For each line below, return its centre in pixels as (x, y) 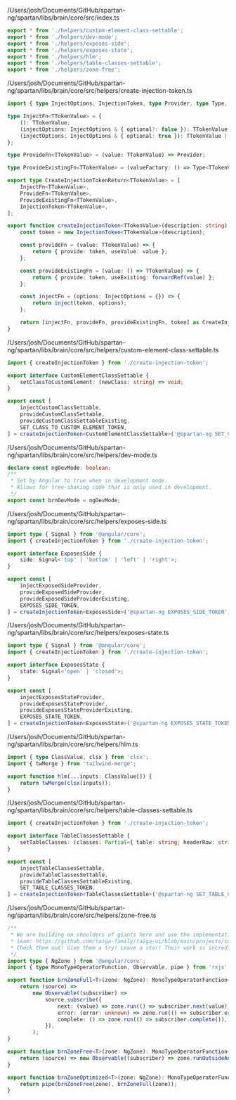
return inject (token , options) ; (80, 303)
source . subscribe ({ (73, 999)
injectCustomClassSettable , (61, 408)
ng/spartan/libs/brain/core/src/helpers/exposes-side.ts (87, 521)
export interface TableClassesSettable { (69, 836)
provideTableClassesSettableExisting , (77, 881)
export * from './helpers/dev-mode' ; (63, 37)
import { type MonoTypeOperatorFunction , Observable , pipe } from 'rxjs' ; (119, 967)
